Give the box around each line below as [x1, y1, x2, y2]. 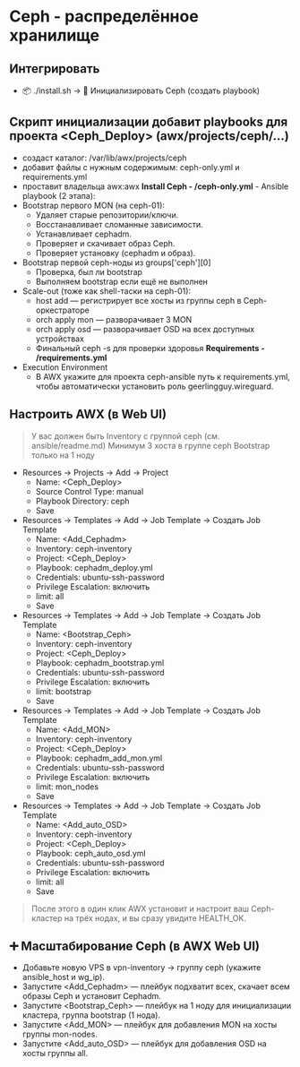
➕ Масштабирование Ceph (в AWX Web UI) [9, 939, 260, 954]
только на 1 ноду [30, 450, 96, 460]
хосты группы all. [21, 1048, 89, 1059]
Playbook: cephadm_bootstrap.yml [35, 657, 165, 668]
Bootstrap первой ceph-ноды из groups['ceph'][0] [21, 257, 212, 268]
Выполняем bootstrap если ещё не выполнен [35, 276, 209, 287]
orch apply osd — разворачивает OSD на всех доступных [35, 323, 255, 334]
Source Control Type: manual [35, 486, 144, 496]
